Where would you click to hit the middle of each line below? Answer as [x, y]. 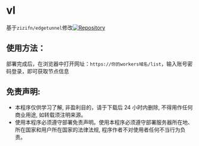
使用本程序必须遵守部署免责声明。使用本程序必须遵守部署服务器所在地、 [104, 122]
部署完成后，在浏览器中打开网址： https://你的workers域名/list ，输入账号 [97, 64]
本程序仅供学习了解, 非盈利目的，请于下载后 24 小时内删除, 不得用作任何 [104, 107]
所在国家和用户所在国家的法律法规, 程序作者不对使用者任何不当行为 [97, 129]
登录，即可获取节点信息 [40, 71]
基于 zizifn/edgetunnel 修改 [39, 27]
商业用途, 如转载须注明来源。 [50, 114]
